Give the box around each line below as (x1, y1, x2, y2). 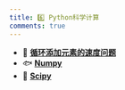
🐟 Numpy (21, 57, 62, 68)
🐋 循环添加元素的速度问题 (21, 46, 116, 58)
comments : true (9, 21, 66, 30)
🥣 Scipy (21, 70, 52, 81)
